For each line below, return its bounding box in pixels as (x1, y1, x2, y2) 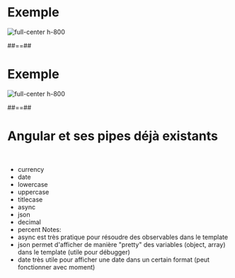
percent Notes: (17, 225, 62, 233)
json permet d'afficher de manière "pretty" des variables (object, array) (17, 240, 226, 248)
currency (17, 165, 45, 173)
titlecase (17, 195, 43, 204)
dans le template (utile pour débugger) (17, 248, 131, 256)
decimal (17, 217, 41, 226)
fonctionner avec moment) (17, 262, 96, 271)
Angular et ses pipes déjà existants (7, 128, 218, 144)
